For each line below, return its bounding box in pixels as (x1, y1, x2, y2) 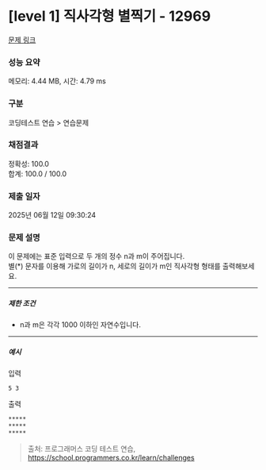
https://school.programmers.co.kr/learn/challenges (27, 453, 196, 463)
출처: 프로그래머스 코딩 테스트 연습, (27, 444, 136, 453)
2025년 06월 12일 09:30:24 (8, 210, 97, 220)
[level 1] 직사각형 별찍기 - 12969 (8, 7, 211, 25)
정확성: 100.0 (8, 159, 50, 168)
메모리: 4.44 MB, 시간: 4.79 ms (8, 76, 107, 86)
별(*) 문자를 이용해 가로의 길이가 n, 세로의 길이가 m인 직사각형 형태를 (8, 261, 221, 271)
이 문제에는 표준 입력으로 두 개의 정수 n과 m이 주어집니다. (8, 252, 185, 261)
